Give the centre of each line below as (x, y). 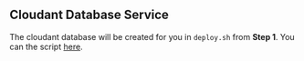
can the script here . (47, 46)
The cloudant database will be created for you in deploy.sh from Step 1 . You (152, 36)
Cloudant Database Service (89, 15)
